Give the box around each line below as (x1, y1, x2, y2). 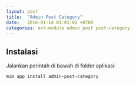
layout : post (6, 8, 38, 15)
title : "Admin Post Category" (6, 14, 83, 20)
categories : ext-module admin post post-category (6, 25, 131, 31)
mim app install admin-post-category (6, 74, 99, 80)
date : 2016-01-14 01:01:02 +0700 (6, 19, 94, 25)
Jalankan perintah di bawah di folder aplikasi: (6, 62, 116, 69)
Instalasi (6, 46, 38, 56)
